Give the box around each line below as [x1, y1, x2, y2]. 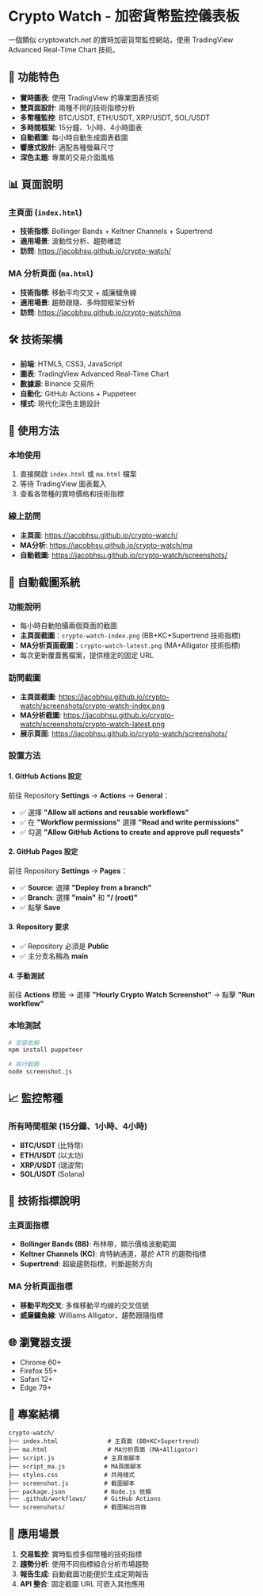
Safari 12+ [19, 1374, 53, 1384]
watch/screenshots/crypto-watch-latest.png [19, 719, 165, 729]
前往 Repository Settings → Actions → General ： [8, 790, 170, 800]
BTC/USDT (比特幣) [19, 1140, 84, 1150]
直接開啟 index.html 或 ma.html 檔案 [19, 469, 137, 479]
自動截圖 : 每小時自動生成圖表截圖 [19, 132, 128, 142]
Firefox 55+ [19, 1365, 58, 1376]
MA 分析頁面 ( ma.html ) [8, 268, 93, 279]
